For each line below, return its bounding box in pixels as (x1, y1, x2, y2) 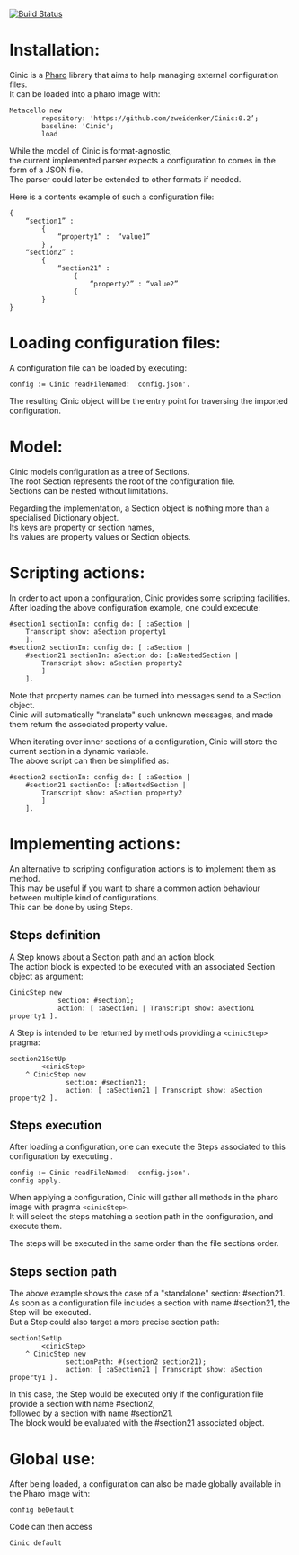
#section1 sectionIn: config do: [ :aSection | (9, 619, 191, 628)
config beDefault (9, 1506, 75, 1515)
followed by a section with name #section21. (9, 1408, 173, 1419)
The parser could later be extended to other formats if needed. (9, 173, 242, 184)
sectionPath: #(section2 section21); (66, 1357, 207, 1366)
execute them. (9, 1221, 63, 1232)
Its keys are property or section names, (9, 522, 154, 532)
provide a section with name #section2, (9, 1399, 155, 1410)
